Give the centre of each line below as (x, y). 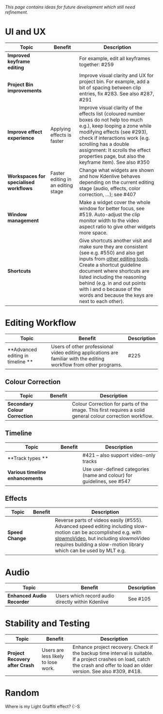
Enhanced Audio (27, 596)
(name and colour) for (107, 475)
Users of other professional (82, 346)
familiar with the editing (78, 358)
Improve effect (25, 132)
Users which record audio (85, 596)
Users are (53, 650)
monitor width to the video (109, 221)
